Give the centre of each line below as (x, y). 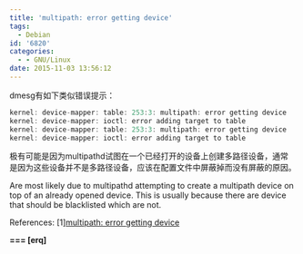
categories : (32, 52)
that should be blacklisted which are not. (86, 205)
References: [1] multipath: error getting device (95, 222)
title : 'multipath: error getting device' (91, 18)
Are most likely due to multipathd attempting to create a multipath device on (151, 186)
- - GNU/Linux (44, 60)
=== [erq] (28, 240)
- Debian (34, 34)
